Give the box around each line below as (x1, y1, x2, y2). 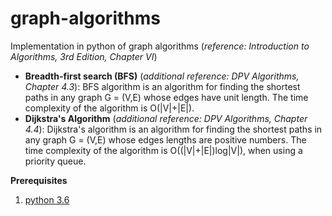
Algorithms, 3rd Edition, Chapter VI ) (10, 50, 158, 62)
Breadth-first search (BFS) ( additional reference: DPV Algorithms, (24, 70, 300, 82)
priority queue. (24, 155, 87, 167)
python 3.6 (24, 193, 70, 206)
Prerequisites (10, 174, 68, 186)
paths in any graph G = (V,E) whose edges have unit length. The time (24, 91, 309, 103)
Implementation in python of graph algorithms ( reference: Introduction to (10, 40, 310, 52)
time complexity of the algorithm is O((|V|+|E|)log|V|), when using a (24, 144, 303, 156)
